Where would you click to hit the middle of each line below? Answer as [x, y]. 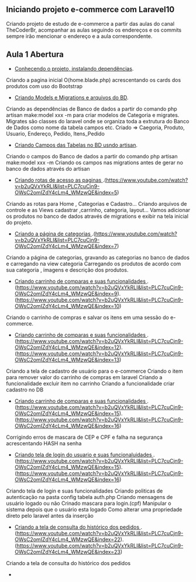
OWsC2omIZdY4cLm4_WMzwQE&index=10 [67, 306]
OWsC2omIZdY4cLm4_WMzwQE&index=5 [66, 192]
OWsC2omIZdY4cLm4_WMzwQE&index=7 [66, 246]
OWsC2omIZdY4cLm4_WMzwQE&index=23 [68, 552]
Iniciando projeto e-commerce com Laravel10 [90, 10]
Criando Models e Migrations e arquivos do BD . [71, 97]
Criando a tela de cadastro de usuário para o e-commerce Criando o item [94, 371]
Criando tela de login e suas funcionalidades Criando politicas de [85, 491]
